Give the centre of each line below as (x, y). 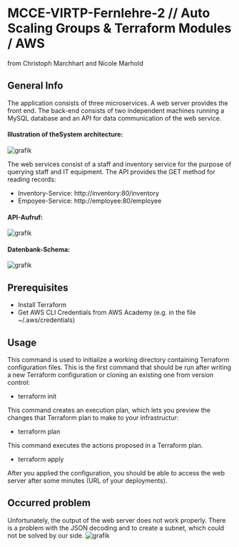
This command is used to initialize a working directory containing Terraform (118, 359)
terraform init (37, 396)
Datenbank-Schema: (39, 249)
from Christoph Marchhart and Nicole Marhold (76, 63)
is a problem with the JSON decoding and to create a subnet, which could (116, 528)
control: (19, 382)
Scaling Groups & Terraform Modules (119, 28)
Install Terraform (42, 305)
